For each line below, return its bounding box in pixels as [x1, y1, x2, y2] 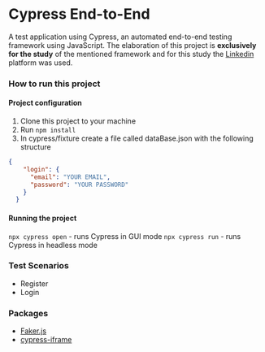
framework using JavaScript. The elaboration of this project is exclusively [8, 40, 257, 50]
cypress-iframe [20, 335, 72, 345]
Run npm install [20, 125, 76, 135]
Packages [8, 307, 49, 319]
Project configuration [8, 98, 83, 108]
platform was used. [8, 58, 73, 67]
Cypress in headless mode [8, 240, 98, 250]
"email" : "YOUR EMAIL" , [29, 172, 111, 181]
